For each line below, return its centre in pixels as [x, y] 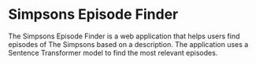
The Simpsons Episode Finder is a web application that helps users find [124, 36]
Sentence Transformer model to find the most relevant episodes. [113, 52]
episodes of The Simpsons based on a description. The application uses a [128, 44]
